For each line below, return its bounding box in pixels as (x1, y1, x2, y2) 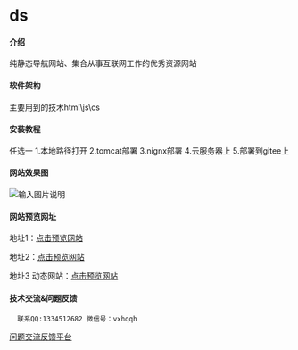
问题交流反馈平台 (9, 331, 72, 342)
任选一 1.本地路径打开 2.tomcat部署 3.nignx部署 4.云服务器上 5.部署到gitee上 (9, 145, 290, 156)
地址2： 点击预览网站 (9, 252, 85, 262)
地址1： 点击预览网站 (9, 233, 83, 244)
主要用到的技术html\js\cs (9, 102, 101, 112)
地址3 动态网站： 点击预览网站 (9, 271, 119, 281)
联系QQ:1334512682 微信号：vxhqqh (17, 314, 137, 324)
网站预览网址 (9, 211, 56, 221)
